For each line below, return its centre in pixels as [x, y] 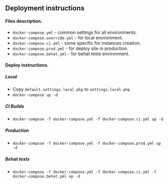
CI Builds [15, 106]
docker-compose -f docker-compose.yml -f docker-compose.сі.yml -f [84, 172]
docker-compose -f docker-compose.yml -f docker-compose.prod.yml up [87, 144]
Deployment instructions [45, 8]
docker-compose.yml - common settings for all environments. [74, 32]
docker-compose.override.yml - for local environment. [68, 38]
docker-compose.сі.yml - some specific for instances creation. [77, 43]
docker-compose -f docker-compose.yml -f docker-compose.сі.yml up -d [88, 119]
